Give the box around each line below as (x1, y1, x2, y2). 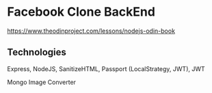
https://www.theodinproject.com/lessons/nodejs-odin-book (7, 27, 176, 35)
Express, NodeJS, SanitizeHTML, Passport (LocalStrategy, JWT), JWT (7, 64, 205, 72)
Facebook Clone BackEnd (7, 4, 156, 20)
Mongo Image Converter (7, 78, 77, 86)
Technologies (7, 46, 67, 58)
